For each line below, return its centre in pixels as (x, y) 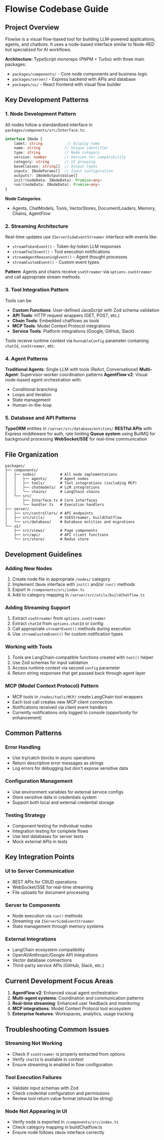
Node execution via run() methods (47, 916)
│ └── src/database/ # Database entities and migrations (70, 522)
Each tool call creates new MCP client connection (62, 702)
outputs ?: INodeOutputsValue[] (46, 175)
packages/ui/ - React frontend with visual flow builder (67, 84)
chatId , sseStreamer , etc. (30, 345)
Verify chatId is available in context (48, 1059)
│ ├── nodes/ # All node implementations (61, 475)
